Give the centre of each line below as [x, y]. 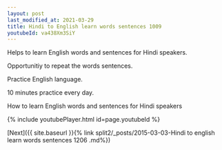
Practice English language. [45, 79]
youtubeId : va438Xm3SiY [41, 33]
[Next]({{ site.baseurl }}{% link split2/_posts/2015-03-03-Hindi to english [111, 133]
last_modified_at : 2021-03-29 [51, 20]
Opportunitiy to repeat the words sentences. [70, 66]
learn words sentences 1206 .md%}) [59, 140]
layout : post [26, 13]
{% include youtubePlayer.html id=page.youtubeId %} [84, 120]
